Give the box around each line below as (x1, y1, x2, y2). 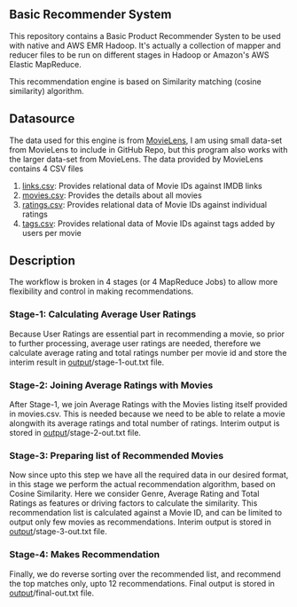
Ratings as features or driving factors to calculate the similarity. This (9, 498, 258, 508)
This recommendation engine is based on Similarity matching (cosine (9, 75, 262, 87)
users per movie (21, 227, 82, 238)
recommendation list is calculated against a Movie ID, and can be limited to (9, 508, 282, 518)
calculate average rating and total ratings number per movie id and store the (9, 347, 287, 358)
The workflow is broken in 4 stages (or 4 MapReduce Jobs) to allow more (9, 277, 278, 288)
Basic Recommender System (9, 7, 172, 22)
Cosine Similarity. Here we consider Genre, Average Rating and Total (9, 488, 260, 500)
